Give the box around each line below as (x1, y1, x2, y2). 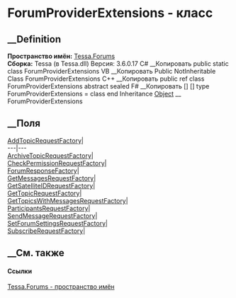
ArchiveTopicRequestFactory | (7, 151, 94, 160)
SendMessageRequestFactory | (7, 211, 98, 220)
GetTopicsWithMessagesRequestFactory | (7, 196, 129, 205)
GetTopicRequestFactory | (7, 189, 82, 197)
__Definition (7, 33, 62, 45)
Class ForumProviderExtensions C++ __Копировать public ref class (7, 74, 205, 83)
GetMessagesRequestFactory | (7, 173, 96, 182)
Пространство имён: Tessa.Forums (7, 52, 116, 60)
